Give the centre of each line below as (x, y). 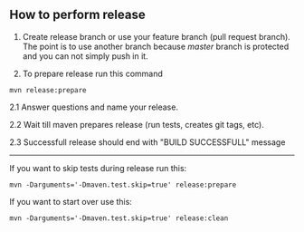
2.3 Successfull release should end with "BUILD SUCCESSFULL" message (147, 142)
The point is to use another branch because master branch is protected (156, 46)
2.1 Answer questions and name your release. (94, 107)
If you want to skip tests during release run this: (98, 168)
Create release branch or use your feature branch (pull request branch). (157, 36)
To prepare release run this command (92, 73)
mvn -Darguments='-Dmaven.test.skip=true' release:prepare (123, 185)
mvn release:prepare (48, 90)
